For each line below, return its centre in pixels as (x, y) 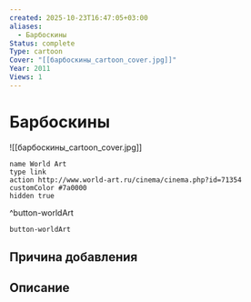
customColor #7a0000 (49, 187)
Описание (40, 288)
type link (28, 172)
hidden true (32, 196)
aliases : (26, 26)
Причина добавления (74, 257)
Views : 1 (26, 77)
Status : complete (42, 43)
